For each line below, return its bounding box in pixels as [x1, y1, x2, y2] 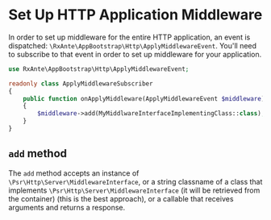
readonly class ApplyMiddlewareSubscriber [8, 79, 153, 88]
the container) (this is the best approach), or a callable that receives [8, 193, 234, 203]
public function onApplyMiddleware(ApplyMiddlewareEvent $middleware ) [23, 94, 265, 102]
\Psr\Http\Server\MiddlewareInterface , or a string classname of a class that [8, 176, 263, 186]
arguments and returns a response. [8, 202, 126, 212]
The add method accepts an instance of [8, 168, 140, 178]
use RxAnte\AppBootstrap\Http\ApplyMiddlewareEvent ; [8, 64, 190, 73]
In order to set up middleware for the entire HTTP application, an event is [8, 32, 251, 42]
